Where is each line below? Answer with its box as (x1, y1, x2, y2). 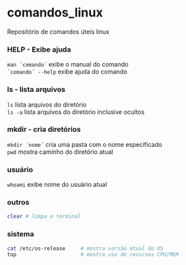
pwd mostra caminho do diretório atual (7, 148, 114, 156)
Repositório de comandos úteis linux (7, 27, 110, 36)
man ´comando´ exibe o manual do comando (7, 60, 129, 69)
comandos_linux (7, 5, 103, 21)
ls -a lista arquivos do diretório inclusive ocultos (7, 108, 145, 116)
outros (7, 198, 29, 207)
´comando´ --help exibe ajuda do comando (7, 67, 128, 76)
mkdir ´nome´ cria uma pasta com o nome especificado (7, 140, 163, 148)
